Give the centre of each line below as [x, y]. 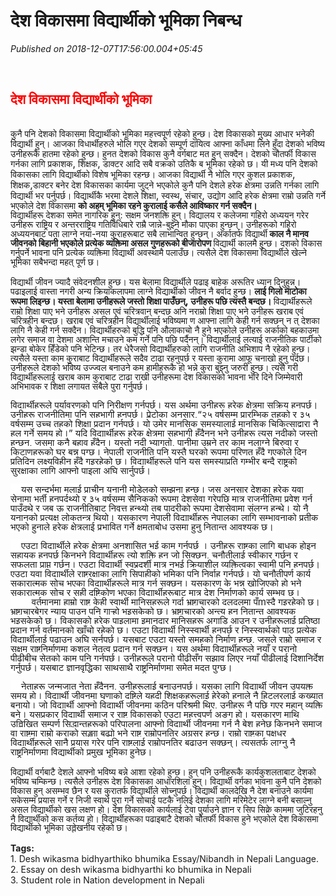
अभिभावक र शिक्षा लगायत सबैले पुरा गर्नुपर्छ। [79, 386]
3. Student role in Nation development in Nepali [107, 880]
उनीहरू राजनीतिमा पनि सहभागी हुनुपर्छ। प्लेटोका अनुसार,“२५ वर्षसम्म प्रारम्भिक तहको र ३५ [160, 414]
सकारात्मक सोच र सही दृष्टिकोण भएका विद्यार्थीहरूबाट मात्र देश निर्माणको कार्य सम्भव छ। [155, 592]
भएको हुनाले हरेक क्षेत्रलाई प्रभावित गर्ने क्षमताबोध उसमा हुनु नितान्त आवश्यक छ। [142, 526]
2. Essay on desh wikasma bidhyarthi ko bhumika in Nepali [131, 870]
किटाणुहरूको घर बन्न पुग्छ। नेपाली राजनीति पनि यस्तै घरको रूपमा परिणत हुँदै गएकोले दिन [158, 452]
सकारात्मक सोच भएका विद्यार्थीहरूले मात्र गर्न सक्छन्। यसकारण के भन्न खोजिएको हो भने [156, 582]
